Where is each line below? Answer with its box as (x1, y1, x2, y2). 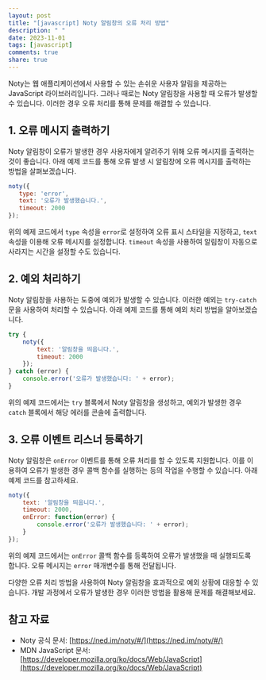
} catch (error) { (8, 367, 69, 375)
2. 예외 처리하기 (8, 272, 81, 286)
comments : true (8, 48, 59, 56)
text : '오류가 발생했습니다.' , (18, 197, 107, 205)
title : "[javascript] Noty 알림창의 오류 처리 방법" (8, 19, 170, 27)
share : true (8, 56, 48, 64)
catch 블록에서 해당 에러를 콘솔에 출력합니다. (8, 407, 147, 417)
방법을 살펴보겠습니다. (8, 166, 77, 175)
